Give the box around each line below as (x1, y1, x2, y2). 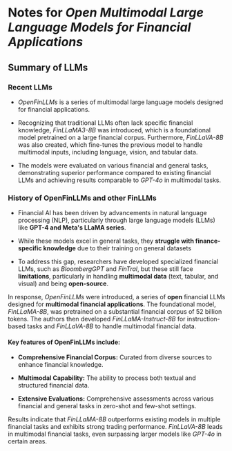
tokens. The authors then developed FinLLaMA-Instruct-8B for (8, 315, 186, 323)
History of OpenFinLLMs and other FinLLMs (8, 193, 157, 203)
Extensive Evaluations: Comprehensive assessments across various (17, 394, 214, 403)
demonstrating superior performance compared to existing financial (17, 168, 211, 177)
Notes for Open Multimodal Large (8, 5, 204, 21)
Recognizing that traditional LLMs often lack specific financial (17, 119, 193, 127)
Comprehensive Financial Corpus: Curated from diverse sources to (17, 353, 213, 361)
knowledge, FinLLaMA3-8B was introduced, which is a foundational (17, 126, 211, 134)
